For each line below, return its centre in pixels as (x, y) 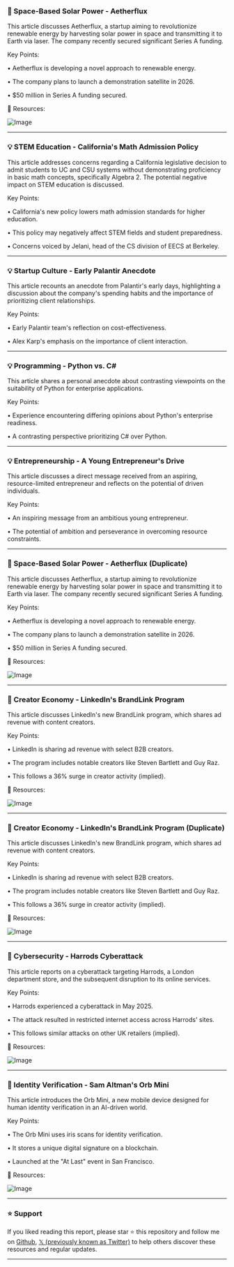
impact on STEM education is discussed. (65, 184)
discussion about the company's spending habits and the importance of (110, 293)
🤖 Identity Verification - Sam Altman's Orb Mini (88, 1085)
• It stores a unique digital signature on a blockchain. (83, 1148)
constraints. (24, 539)
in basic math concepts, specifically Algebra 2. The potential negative (107, 177)
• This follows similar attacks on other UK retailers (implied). (93, 1033)
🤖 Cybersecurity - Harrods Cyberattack (75, 956)
